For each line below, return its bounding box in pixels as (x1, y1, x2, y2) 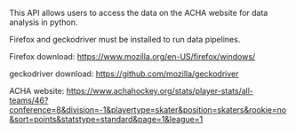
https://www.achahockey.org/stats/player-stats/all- (66, 86, 254, 96)
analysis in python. (9, 17, 78, 27)
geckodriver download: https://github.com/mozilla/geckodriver (9, 68, 239, 79)
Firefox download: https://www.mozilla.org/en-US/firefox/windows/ (9, 51, 256, 61)
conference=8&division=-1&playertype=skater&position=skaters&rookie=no (9, 105, 287, 114)
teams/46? (9, 95, 49, 106)
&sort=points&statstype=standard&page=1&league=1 (9, 114, 204, 124)
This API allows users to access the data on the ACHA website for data (9, 8, 268, 18)
